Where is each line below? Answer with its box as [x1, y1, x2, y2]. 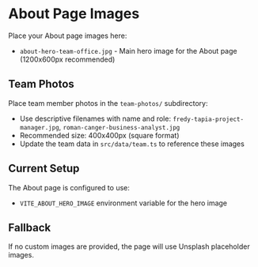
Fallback [8, 220, 51, 234]
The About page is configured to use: [8, 182, 131, 192]
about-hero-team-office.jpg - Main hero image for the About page [19, 46, 237, 55]
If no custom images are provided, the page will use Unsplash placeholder [8, 242, 251, 251]
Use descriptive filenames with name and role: [19, 114, 172, 123]
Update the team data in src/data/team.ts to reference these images [19, 139, 245, 149]
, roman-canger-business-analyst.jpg [59, 122, 180, 131]
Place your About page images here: [8, 31, 127, 40]
